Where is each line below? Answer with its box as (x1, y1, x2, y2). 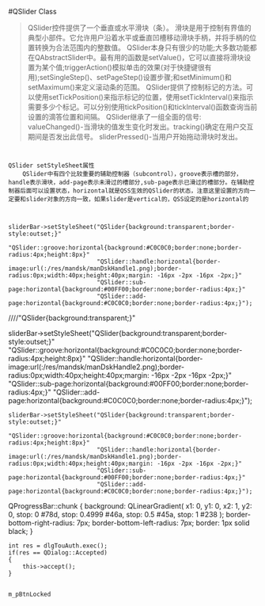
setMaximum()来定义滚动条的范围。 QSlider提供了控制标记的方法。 (27, 82, 247, 92)
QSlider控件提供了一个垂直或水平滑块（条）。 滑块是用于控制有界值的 (27, 23, 252, 32)
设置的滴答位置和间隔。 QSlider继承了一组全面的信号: (27, 112, 202, 121)
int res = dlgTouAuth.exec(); (8, 542, 108, 550)
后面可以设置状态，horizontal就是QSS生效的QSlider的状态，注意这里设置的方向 (19, 187, 251, 195)
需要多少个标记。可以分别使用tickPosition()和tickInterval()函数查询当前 (27, 102, 258, 112)
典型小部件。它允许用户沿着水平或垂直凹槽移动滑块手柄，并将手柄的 (27, 33, 250, 42)
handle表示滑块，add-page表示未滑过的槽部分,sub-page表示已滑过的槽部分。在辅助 (8, 178, 249, 187)
